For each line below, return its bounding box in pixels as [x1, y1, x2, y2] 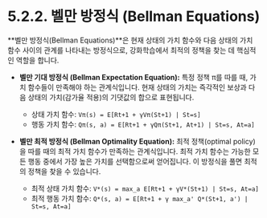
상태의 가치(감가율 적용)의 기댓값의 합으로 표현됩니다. [27, 92, 195, 102]
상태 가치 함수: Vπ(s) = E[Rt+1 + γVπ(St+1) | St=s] [31, 109, 202, 119]
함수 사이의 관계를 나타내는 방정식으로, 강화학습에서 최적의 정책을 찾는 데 [7, 45, 235, 54]
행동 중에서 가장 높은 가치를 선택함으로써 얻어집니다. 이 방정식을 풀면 [27, 156, 243, 166]
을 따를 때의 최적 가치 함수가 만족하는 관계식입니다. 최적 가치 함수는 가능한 [18, 146, 251, 156]
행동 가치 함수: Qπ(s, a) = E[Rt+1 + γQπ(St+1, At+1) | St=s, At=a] [31, 119, 255, 129]
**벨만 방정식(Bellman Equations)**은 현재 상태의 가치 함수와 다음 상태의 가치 [7, 35, 253, 45]
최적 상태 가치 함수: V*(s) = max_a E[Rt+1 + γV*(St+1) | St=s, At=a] [31, 184, 259, 193]
